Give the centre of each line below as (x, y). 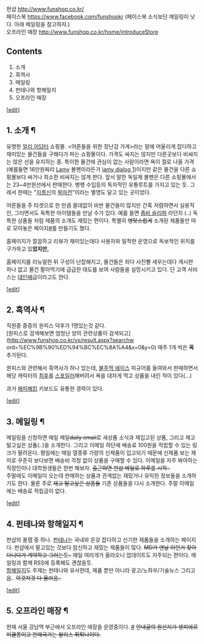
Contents (24, 52)
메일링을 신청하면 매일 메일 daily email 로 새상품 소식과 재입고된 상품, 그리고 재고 (101, 437)
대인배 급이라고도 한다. (44, 277)
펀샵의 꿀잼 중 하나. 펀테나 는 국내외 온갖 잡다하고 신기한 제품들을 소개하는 (93, 540)
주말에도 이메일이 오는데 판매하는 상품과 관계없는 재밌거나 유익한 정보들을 (93, 476)
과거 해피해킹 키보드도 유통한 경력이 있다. (55, 389)
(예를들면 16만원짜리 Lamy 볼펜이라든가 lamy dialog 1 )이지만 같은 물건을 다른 (98, 169)
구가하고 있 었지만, (28, 249)
